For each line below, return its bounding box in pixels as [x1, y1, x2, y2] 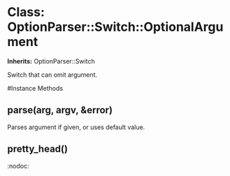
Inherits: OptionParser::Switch [7, 57, 96, 65]
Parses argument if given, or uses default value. [7, 123, 145, 131]
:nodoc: [7, 161, 29, 170]
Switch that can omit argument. [7, 71, 98, 79]
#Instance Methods [7, 84, 64, 92]
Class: [7, 4, 45, 20]
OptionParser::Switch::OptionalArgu [7, 19, 224, 35]
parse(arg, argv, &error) [7, 104, 113, 116]
